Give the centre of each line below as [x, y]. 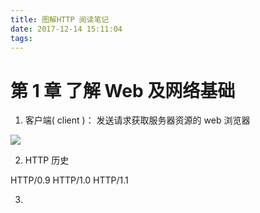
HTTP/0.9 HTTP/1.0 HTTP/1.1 [69, 180]
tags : [21, 38]
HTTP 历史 [47, 160]
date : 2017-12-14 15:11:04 [66, 29]
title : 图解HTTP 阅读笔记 [60, 19]
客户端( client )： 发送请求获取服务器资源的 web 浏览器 [137, 120]
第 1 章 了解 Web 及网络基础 [123, 90]
